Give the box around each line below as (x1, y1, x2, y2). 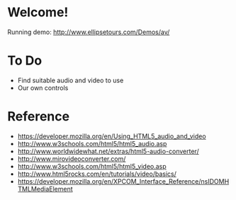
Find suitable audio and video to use (17, 76, 124, 84)
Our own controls (17, 83, 69, 92)
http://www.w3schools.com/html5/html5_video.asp (17, 162, 167, 170)
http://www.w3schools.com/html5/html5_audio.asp (17, 139, 167, 148)
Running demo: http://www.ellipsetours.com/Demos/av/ (7, 28, 170, 36)
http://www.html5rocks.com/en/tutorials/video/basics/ (17, 170, 177, 178)
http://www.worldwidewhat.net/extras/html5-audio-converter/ (17, 147, 200, 155)
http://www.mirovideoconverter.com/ (17, 154, 126, 163)
